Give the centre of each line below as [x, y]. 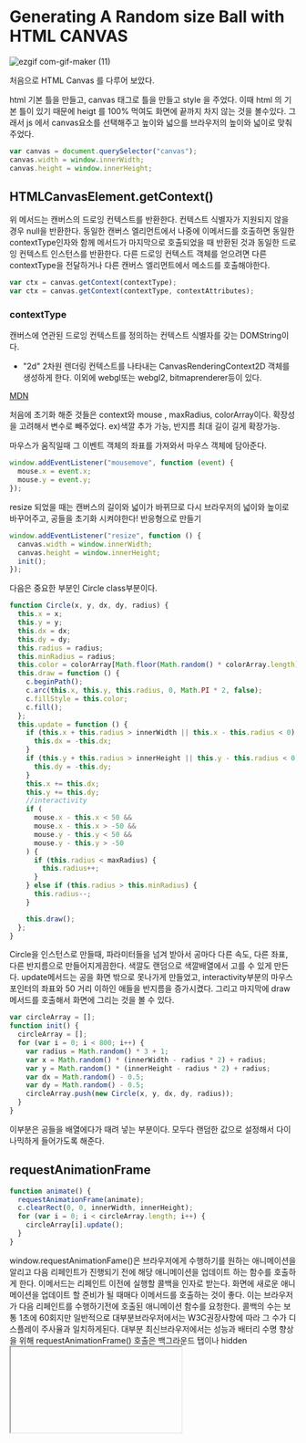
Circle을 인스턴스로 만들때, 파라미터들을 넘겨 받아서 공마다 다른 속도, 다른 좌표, [149, 955]
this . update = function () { [73, 724]
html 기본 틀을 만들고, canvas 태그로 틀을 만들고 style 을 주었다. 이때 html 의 [146, 99]
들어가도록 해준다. [72, 1140]
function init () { [44, 1026]
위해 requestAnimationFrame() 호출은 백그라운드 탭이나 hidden [133, 1340]
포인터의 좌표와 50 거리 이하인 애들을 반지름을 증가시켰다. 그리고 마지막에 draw [150, 988]
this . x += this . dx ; [63, 784]
